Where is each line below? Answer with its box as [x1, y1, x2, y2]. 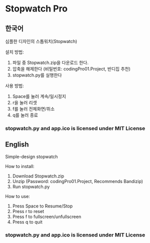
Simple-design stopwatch [5, 153, 58, 159]
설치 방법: [5, 49, 24, 55]
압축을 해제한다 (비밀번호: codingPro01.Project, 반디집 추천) [12, 66, 131, 71]
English [5, 140, 29, 149]
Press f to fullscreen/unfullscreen [12, 213, 81, 219]
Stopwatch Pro [5, 3, 68, 14]
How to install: [5, 163, 35, 169]
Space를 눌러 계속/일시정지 [12, 93, 66, 99]
